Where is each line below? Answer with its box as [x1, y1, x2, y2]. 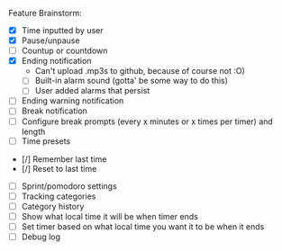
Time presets [21, 135, 71, 147]
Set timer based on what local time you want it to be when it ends [21, 220, 265, 232]
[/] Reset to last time [21, 163, 97, 174]
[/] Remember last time [21, 153, 107, 165]
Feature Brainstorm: [8, 8, 82, 18]
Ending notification [21, 56, 92, 67]
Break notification [21, 105, 87, 116]
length [21, 126, 46, 137]
